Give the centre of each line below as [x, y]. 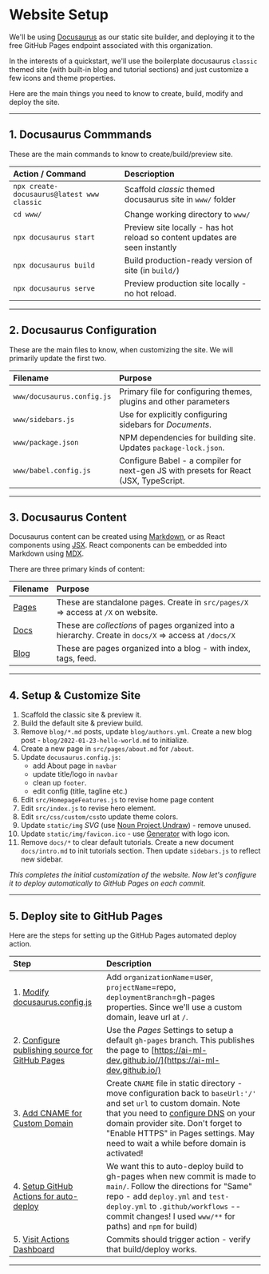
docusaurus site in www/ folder [180, 199]
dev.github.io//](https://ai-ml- [163, 1060]
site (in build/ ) [152, 270]
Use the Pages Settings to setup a [170, 1030]
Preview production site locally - [185, 283]
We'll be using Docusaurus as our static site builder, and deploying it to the [132, 37]
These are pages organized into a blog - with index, [153, 649]
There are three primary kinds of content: [77, 569]
